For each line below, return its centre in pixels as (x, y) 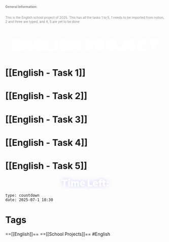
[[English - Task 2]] (46, 96)
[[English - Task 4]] (46, 143)
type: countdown (22, 195)
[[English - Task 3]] (46, 119)
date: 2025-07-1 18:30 (29, 200)
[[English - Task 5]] (46, 166)
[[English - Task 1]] (45, 73)
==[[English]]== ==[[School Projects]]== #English (58, 234)
